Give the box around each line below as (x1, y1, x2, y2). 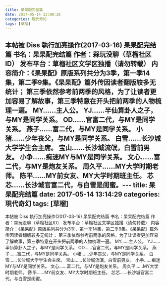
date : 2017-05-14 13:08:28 (5, 12, 61, 17)
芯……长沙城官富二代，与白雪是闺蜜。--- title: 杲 (5, 181, 156, 189)
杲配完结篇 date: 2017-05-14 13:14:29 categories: (5, 190, 160, 198)
